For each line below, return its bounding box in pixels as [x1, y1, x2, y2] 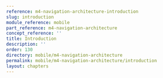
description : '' [6, 42, 46, 48]
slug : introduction [6, 14, 54, 20]
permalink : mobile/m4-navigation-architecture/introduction [6, 57, 158, 63]
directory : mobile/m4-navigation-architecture [6, 52, 123, 58]
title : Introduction [6, 36, 57, 42]
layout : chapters [6, 63, 49, 69]
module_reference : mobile [6, 19, 70, 25]
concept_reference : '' [6, 30, 62, 36]
